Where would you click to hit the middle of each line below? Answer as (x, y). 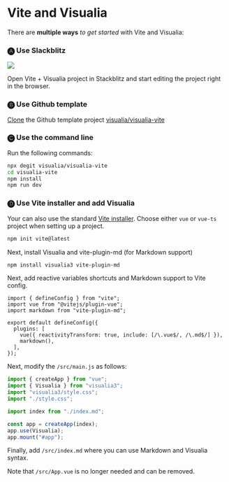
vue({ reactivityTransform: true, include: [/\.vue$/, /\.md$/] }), (121, 335)
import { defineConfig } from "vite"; (64, 299)
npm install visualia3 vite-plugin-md (64, 265)
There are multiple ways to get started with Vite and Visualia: (96, 32)
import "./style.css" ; (40, 399)
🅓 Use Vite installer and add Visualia (71, 203)
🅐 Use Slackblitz (37, 50)
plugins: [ (29, 329)
